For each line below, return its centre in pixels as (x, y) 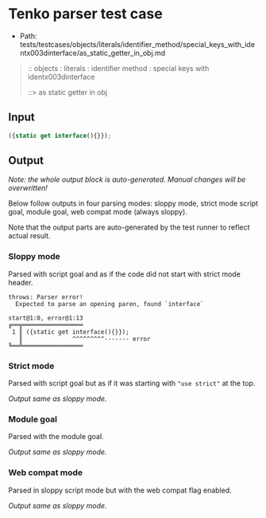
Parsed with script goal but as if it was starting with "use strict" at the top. (132, 383)
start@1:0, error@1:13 (46, 318)
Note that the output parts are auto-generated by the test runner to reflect (129, 227)
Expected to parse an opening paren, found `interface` (110, 304)
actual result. (29, 236)
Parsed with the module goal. (56, 437)
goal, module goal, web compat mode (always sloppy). (98, 212)
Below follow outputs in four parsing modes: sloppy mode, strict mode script (133, 203)
